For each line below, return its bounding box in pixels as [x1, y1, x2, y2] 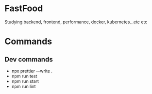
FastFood [4, 3, 43, 14]
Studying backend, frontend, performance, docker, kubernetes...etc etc [4, 19, 148, 25]
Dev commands [4, 55, 53, 63]
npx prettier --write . [11, 68, 53, 74]
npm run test [11, 73, 37, 79]
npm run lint [11, 83, 36, 89]
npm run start [11, 78, 39, 84]
